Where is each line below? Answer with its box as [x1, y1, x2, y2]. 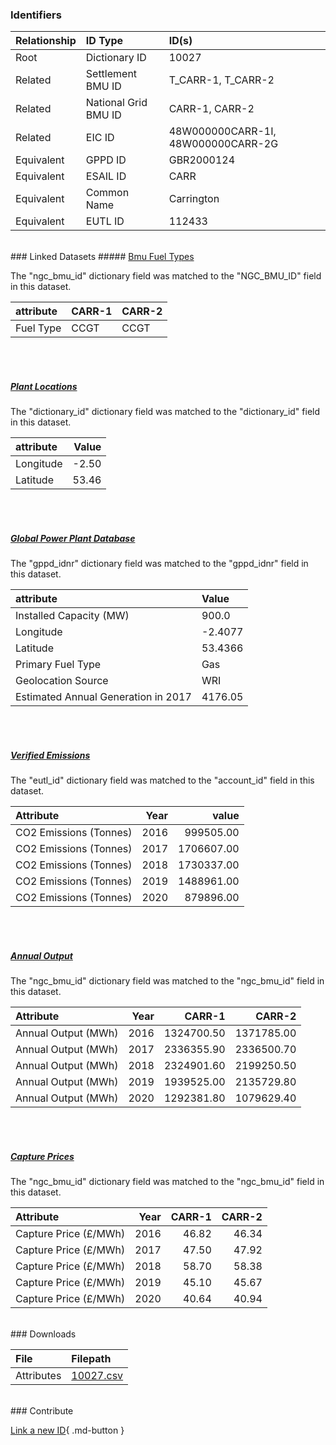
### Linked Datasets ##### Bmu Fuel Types [10, 251, 195, 263]
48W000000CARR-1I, [168, 124, 277, 138]
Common [85, 186, 130, 200]
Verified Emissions [10, 749, 91, 761]
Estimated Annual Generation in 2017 [15, 690, 192, 704]
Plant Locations [10, 380, 78, 392]
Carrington [168, 192, 220, 206]
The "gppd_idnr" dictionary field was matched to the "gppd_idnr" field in [10, 558, 309, 570]
